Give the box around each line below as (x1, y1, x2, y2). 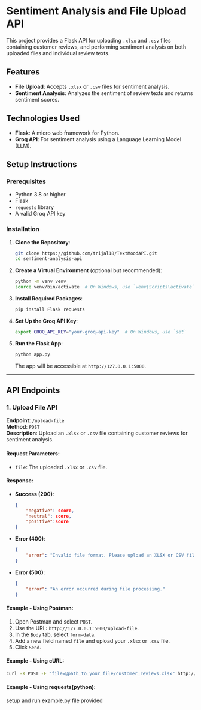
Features (6, 67, 40, 77)
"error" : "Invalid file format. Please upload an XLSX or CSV (26, 553, 184, 559)
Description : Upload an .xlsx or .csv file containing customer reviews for (6, 429, 188, 437)
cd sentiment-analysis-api (14, 256, 83, 262)
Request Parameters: (6, 449, 60, 457)
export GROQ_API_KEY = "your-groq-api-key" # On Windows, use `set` (14, 329, 187, 335)
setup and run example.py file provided (6, 697, 103, 704)
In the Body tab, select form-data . (14, 631, 96, 638)
